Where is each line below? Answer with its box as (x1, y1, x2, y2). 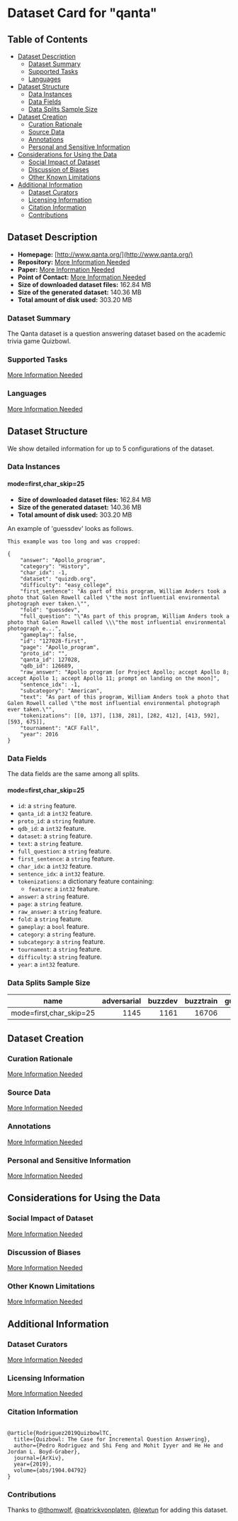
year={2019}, (13, 1461, 52, 1468)
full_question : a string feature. (17, 847, 112, 856)
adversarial (101, 996, 142, 1006)
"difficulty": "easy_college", (20, 581, 113, 588)
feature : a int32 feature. (28, 885, 101, 893)
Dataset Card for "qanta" (7, 5, 157, 21)
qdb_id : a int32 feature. (17, 824, 86, 833)
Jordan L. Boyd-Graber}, (7, 1448, 81, 1455)
